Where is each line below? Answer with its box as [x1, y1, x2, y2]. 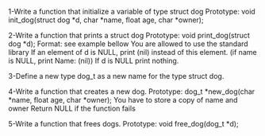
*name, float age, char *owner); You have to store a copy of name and [8, 95, 238, 104]
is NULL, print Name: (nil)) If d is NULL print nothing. [8, 56, 179, 65]
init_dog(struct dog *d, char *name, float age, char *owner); [8, 15, 204, 25]
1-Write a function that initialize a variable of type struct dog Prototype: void [8, 7, 255, 16]
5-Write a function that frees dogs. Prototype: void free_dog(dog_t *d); [8, 119, 240, 128]
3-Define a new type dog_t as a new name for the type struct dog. [8, 72, 225, 80]
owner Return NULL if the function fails [8, 103, 136, 113]
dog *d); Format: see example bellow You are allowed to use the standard [8, 39, 248, 49]
